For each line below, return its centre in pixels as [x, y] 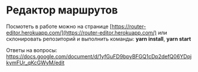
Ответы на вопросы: [32, 50]
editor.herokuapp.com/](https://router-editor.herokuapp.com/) [82, 32]
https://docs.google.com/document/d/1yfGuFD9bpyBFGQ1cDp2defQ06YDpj [99, 56]
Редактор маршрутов [62, 10]
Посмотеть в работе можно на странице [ [59, 26]
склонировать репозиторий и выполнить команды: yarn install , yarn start [99, 39]
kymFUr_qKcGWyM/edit [35, 63]
